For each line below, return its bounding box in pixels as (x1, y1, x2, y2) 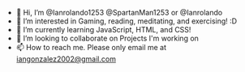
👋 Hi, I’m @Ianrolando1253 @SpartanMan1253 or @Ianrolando (15, 8, 223, 17)
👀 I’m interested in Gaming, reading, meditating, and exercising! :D (15, 16, 238, 26)
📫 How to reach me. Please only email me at (15, 43, 167, 52)
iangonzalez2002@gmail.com (15, 54, 116, 64)
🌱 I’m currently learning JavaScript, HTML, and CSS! (15, 25, 191, 34)
